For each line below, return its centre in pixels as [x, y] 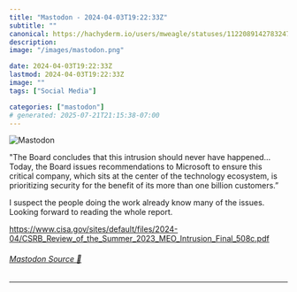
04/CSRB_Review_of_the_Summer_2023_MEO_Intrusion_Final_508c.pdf [139, 239]
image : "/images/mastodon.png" [67, 50]
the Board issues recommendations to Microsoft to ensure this [148, 167]
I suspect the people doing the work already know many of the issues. [137, 203]
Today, [21, 167]
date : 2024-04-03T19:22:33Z [61, 66]
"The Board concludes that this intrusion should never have [117, 158]
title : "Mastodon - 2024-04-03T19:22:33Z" [88, 17]
